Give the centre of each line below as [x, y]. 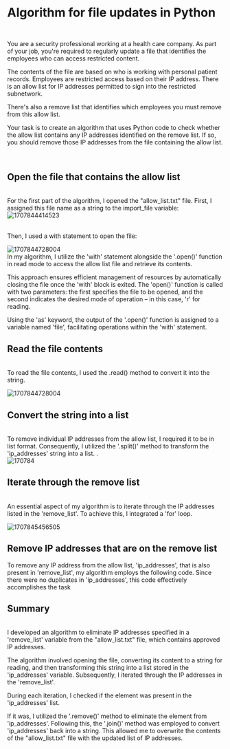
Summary [28, 609]
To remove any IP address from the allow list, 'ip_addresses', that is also [109, 565]
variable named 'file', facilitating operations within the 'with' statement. [107, 327]
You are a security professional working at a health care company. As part [112, 43]
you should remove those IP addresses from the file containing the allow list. [115, 142]
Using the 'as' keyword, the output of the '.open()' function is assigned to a [113, 320]
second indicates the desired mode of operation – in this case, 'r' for [104, 299]
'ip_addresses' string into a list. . [53, 454]
